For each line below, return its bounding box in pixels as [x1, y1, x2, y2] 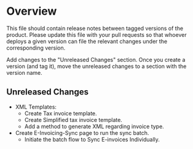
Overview [6, 4, 57, 18]
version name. [6, 69, 43, 76]
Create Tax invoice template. [24, 109, 97, 117]
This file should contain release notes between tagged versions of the [6, 25, 183, 32]
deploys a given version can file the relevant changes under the [6, 37, 168, 45]
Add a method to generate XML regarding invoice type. [24, 123, 164, 130]
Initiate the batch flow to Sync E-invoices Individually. [24, 136, 160, 143]
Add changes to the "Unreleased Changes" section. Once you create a [6, 56, 186, 63]
